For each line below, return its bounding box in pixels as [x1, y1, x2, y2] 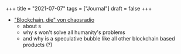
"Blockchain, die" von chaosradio [13, 16, 95, 23]
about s [22, 23, 42, 29]
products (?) [22, 41, 53, 48]
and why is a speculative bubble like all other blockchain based [22, 35, 175, 42]
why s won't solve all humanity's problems [22, 29, 125, 36]
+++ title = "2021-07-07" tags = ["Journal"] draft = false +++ [5, 5, 152, 12]
